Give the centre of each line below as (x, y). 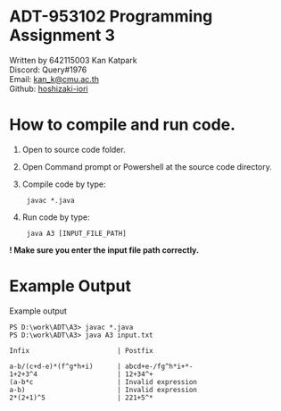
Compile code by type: (64, 184)
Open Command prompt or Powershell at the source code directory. (147, 166)
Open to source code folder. (74, 149)
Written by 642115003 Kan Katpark (73, 60)
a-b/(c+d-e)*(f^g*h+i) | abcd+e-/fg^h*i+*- (101, 366)
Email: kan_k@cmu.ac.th (54, 79)
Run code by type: (56, 217)
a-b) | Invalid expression (103, 390)
